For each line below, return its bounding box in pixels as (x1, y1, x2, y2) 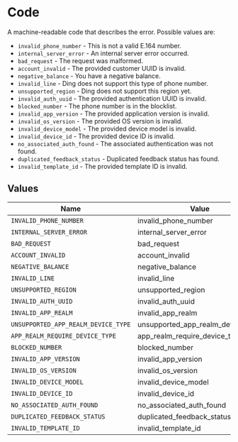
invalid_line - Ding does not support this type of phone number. (17, 79, 209, 87)
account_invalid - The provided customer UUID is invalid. (17, 64, 186, 72)
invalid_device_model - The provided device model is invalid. (17, 124, 197, 133)
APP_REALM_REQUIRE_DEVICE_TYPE (11, 331, 117, 340)
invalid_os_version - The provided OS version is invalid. (17, 116, 183, 125)
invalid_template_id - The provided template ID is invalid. (17, 162, 188, 170)
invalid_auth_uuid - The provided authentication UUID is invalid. (17, 94, 207, 103)
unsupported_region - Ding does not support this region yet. (17, 87, 192, 95)
